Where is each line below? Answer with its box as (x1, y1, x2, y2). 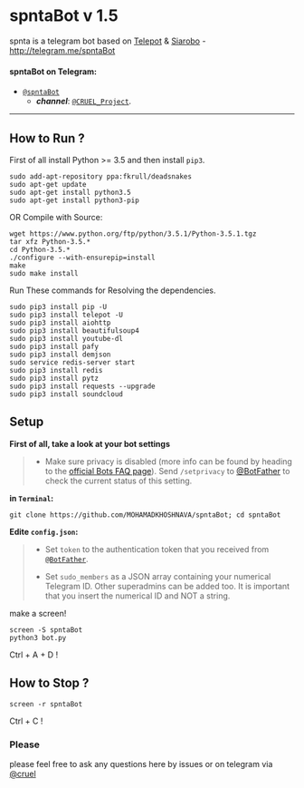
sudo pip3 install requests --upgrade (9, 382, 156, 391)
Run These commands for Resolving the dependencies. (9, 285, 216, 296)
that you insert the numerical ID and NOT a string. (44, 590, 231, 601)
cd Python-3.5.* (9, 245, 71, 254)
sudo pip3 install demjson (9, 350, 111, 359)
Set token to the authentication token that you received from (44, 543, 270, 554)
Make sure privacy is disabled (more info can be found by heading (44, 455, 292, 467)
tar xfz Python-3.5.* (9, 237, 91, 246)
